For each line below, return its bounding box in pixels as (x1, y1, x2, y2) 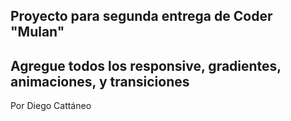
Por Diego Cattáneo (10, 100, 92, 112)
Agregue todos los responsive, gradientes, (10, 57, 282, 74)
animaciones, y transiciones (10, 73, 190, 90)
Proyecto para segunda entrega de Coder (10, 8, 273, 25)
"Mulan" (10, 24, 65, 41)
